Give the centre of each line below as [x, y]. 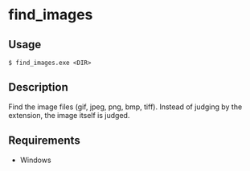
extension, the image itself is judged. [69, 115]
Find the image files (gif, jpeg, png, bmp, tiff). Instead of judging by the [125, 107]
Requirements [44, 141]
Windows [35, 160]
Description [38, 87]
